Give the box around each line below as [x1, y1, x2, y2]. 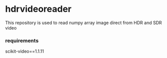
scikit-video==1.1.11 [5, 48, 44, 55]
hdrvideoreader [5, 3, 72, 15]
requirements [5, 37, 39, 44]
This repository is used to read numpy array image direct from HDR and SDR [5, 20, 162, 26]
